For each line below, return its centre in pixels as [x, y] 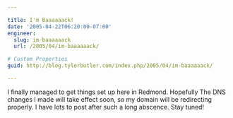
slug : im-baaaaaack [42, 40]
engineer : [22, 33]
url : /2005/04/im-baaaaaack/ [56, 47]
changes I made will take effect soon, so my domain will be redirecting [109, 99]
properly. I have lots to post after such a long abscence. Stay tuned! [106, 107]
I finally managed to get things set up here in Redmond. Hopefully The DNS [116, 92]
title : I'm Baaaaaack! [41, 20]
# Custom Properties [38, 59]
